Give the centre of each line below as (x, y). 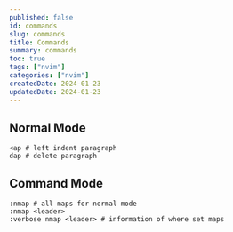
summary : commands (43, 51)
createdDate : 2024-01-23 (55, 84)
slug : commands (37, 34)
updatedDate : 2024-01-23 (55, 92)
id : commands (33, 26)
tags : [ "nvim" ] (37, 68)
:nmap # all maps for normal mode (73, 204)
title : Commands (39, 42)
